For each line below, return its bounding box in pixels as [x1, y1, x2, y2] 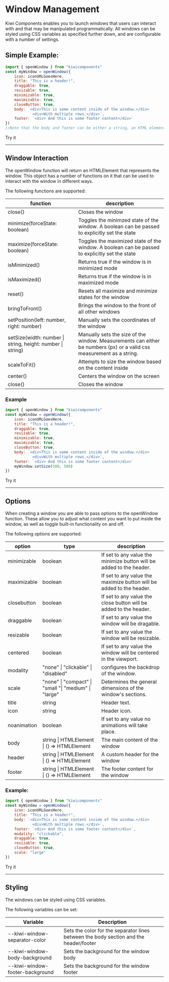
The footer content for [101, 765, 154, 772]
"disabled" [42, 670, 67, 677]
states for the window [78, 293, 130, 301]
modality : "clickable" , [14, 831, 64, 837]
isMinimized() [8, 261, 40, 268]
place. [101, 728, 116, 735]
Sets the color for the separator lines [63, 927, 150, 934]
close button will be [101, 600, 147, 607]
